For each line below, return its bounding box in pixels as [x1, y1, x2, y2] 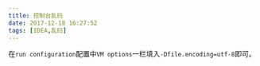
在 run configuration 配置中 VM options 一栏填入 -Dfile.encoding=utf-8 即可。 [8, 49, 256, 59]
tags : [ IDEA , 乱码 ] [8, 26, 67, 34]
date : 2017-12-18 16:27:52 [8, 19, 98, 27]
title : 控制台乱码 [8, 11, 64, 20]
